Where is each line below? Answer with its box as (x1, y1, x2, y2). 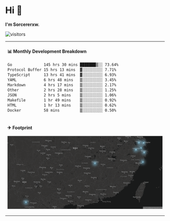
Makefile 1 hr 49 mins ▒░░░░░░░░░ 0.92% (7, 97, 116, 103)
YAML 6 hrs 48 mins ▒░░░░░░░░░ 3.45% (7, 77, 116, 83)
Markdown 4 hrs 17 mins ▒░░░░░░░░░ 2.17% (7, 82, 116, 88)
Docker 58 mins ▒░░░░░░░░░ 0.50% (7, 107, 116, 113)
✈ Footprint (7, 124, 32, 131)
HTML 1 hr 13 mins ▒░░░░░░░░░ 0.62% (7, 102, 116, 108)
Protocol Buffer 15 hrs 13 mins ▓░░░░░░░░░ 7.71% (7, 67, 116, 72)
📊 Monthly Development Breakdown (7, 48, 87, 55)
